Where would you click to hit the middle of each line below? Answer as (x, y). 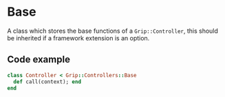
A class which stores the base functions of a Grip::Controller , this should (113, 31)
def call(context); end (47, 82)
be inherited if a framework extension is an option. (78, 38)
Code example (39, 60)
